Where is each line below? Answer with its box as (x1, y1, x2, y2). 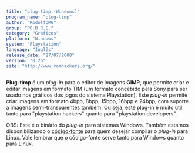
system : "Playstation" (6, 42, 62, 47)
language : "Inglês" (6, 47, 54, 53)
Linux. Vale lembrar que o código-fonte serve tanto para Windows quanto (6, 134, 184, 141)
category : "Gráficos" (6, 30, 59, 36)
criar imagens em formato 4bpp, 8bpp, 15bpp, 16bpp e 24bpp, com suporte (6, 98, 189, 105)
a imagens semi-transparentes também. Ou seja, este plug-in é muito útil (6, 104, 183, 111)
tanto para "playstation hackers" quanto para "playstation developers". (6, 110, 177, 117)
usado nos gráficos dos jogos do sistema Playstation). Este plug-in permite (6, 91, 188, 98)
